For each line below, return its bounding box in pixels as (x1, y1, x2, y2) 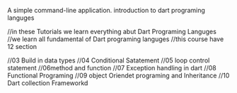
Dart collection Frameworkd (7, 79, 88, 87)
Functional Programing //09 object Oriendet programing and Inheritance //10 (7, 71, 230, 80)
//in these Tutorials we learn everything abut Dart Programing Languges (7, 28, 217, 35)
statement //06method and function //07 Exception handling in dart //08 (7, 64, 217, 72)
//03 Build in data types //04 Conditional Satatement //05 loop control (7, 56, 210, 65)
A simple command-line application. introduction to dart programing (7, 6, 205, 14)
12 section (7, 43, 37, 50)
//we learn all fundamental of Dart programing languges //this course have (7, 35, 224, 43)
